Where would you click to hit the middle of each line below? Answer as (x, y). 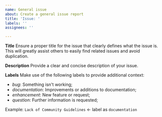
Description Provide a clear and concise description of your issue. (72, 66)
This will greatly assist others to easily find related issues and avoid (72, 51)
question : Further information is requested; (55, 100)
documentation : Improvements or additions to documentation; (74, 90)
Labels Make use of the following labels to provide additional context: (75, 75)
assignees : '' (19, 28)
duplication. (17, 56)
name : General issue (26, 10)
